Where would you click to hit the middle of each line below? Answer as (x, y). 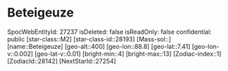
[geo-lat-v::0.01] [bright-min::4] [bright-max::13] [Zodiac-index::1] (128, 54)
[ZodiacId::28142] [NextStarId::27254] (62, 61)
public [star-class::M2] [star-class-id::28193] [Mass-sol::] (89, 39)
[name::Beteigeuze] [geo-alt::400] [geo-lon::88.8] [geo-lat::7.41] (99, 46)
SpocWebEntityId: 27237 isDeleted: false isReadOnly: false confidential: (109, 32)
